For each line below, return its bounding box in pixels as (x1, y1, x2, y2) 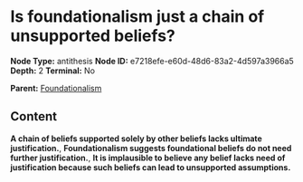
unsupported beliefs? (10, 25, 175, 46)
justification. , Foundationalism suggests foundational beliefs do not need (10, 142, 292, 153)
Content (10, 109, 58, 124)
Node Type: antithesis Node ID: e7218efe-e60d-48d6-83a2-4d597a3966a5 (10, 55, 295, 66)
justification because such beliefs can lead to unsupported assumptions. (10, 161, 291, 173)
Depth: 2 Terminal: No (10, 65, 96, 76)
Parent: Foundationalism (10, 82, 102, 93)
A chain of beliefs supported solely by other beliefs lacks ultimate (10, 133, 263, 144)
